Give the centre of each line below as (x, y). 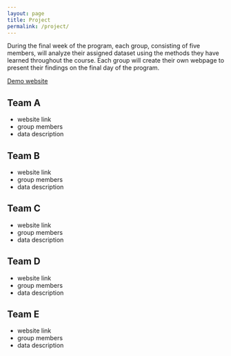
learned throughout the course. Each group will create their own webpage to (116, 61)
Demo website (28, 81)
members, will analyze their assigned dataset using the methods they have (113, 53)
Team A (24, 103)
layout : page (26, 13)
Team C (24, 208)
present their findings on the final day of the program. (83, 68)
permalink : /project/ (38, 26)
